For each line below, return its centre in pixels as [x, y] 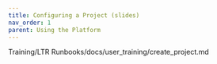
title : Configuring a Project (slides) [74, 15]
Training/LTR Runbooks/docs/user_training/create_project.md [109, 52]
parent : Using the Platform [55, 30]
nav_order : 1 [30, 23]
